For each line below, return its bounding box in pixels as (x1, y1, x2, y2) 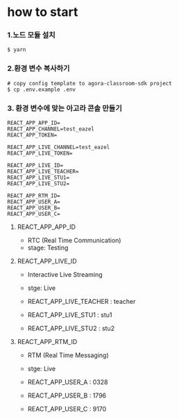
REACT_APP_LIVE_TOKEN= (7, 150, 73, 157)
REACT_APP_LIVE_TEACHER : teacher (27, 298, 136, 306)
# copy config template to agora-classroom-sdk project (7, 80, 172, 87)
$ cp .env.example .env (7, 86, 76, 93)
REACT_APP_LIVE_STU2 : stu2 (27, 324, 115, 333)
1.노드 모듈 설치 (7, 31, 56, 40)
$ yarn (7, 46, 26, 53)
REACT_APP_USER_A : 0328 (27, 378, 108, 386)
